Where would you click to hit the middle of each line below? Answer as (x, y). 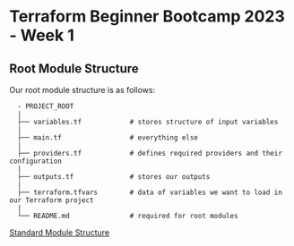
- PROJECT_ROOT (46, 106)
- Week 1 (42, 35)
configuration (36, 161)
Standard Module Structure (60, 233)
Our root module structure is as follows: (82, 90)
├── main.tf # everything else (108, 138)
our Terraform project (52, 200)
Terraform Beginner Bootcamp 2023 (147, 17)
